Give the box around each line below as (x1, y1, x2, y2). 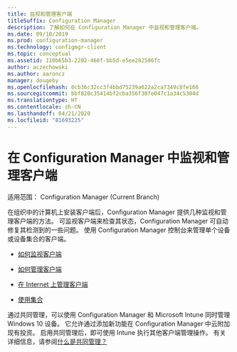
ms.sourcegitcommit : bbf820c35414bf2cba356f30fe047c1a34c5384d (7, 90, 199, 97)
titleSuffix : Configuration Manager (7, 17, 116, 24)
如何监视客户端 (17, 249, 62, 258)
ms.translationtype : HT (7, 97, 78, 104)
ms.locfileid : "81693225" (7, 116, 84, 124)
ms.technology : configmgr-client (7, 44, 107, 51)
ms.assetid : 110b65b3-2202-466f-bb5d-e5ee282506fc (7, 57, 161, 64)
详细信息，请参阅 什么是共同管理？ (7, 337, 107, 346)
